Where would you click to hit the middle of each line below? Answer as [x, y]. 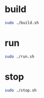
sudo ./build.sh [22, 23]
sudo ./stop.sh [21, 90]
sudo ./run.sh [20, 57]
